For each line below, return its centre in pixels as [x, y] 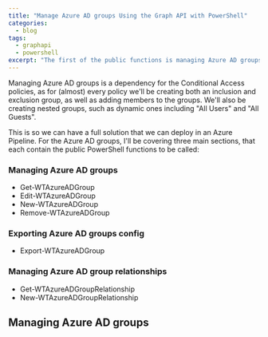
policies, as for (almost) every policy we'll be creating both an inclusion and [132, 91]
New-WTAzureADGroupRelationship [79, 297]
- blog [26, 30]
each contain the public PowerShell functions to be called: [104, 149]
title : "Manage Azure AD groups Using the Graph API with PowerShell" [128, 16]
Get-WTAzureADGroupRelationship [77, 289]
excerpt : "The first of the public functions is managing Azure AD [123, 61]
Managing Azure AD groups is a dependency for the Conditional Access [126, 83]
